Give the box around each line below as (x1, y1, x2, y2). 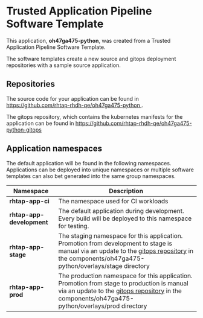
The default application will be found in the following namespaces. (6, 159, 172, 167)
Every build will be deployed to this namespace (58, 214, 192, 223)
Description (108, 186, 144, 195)
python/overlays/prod (58, 302, 120, 310)
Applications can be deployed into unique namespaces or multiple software (6, 166, 195, 173)
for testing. (58, 221, 89, 230)
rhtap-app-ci (9, 197, 50, 205)
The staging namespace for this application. (58, 231, 183, 240)
